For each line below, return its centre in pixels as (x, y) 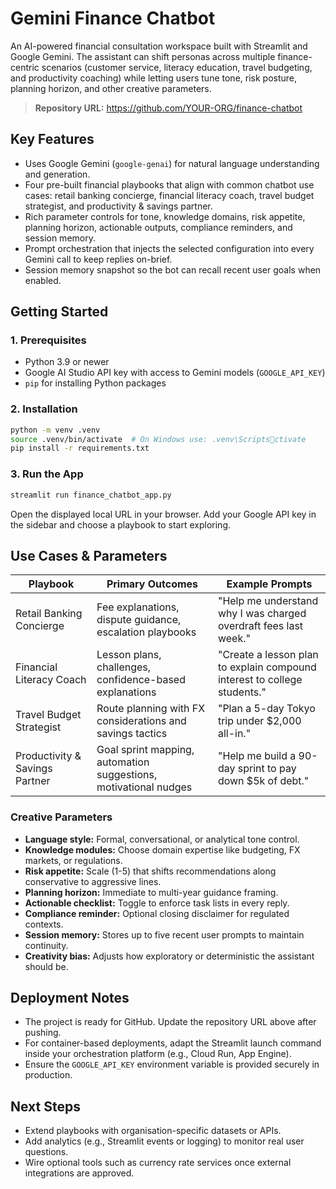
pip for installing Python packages (95, 383)
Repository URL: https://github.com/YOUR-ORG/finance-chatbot (168, 108)
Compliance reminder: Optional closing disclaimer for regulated (157, 913)
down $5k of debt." (263, 781)
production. (48, 1075)
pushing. (43, 1033)
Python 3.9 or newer (67, 362)
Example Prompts (269, 584)
